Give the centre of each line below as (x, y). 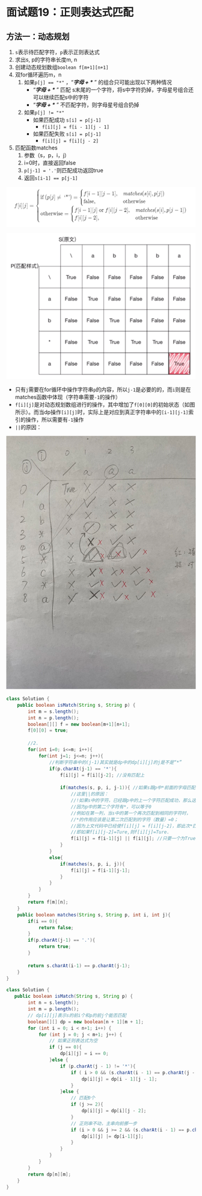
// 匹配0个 (83, 1098)
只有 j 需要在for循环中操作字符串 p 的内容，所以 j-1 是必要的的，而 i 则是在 (103, 390)
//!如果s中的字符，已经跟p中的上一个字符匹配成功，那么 (131, 801)
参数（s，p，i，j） (47, 155)
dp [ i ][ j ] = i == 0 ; (84, 1054)
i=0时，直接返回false (50, 163)
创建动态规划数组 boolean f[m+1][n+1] (62, 67)
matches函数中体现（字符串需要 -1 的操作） (68, 397)
